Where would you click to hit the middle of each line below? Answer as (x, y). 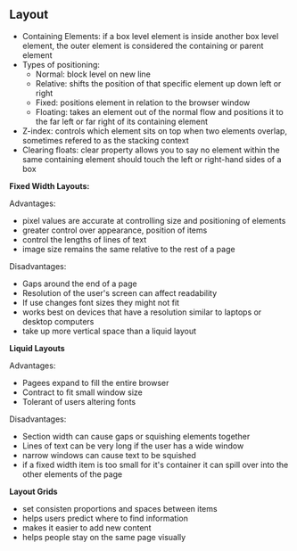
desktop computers (58, 321)
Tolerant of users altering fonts (79, 401)
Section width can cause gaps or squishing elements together (136, 436)
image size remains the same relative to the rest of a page (128, 249)
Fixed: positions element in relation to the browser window (143, 103)
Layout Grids (33, 491)
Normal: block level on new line (93, 74)
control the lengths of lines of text (84, 239)
